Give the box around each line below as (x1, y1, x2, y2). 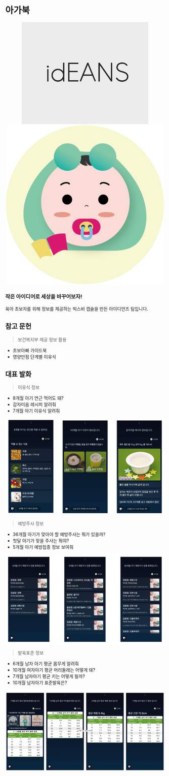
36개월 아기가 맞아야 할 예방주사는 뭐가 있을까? (12, 532, 106, 538)
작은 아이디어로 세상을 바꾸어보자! (5, 293, 82, 300)
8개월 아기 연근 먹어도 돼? (12, 395, 64, 401)
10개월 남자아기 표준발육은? (12, 679, 67, 686)
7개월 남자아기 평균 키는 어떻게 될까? (12, 673, 85, 679)
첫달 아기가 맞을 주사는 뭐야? (12, 538, 69, 544)
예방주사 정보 (17, 520, 44, 526)
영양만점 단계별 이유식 (12, 354, 57, 360)
